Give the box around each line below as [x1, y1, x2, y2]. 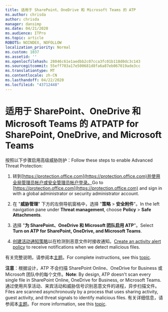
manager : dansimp [5, 21, 42, 27]
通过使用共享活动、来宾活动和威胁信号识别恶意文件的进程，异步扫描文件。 [5, 283, 159, 289]
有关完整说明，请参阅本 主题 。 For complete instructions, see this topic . [5, 254, 151, 260]
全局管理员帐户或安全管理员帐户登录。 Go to [12, 179, 104, 185]
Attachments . [12, 212, 42, 218]
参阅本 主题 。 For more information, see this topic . [5, 300, 107, 307]
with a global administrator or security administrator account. [12, 190, 139, 196]
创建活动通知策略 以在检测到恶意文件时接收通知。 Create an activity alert [12, 238, 161, 244]
